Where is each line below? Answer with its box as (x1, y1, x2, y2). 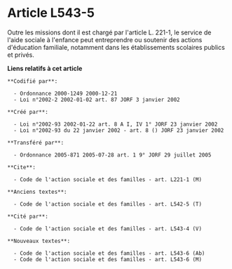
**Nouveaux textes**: (7, 237, 71, 244)
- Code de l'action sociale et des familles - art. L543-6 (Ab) (13, 249, 205, 257)
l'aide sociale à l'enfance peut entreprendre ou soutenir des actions (7, 35, 203, 44)
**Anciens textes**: (7, 188, 68, 195)
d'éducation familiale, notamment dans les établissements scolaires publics (7, 43, 226, 51)
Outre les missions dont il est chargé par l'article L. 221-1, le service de (7, 28, 212, 37)
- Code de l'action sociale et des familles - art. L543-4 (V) (13, 225, 202, 232)
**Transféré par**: (7, 139, 64, 146)
